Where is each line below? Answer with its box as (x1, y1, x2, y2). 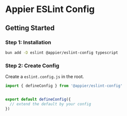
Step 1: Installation (5, 39, 51, 46)
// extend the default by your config (10, 101, 92, 106)
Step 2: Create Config (5, 62, 59, 69)
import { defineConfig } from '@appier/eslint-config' (5, 83, 123, 89)
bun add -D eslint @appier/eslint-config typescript (5, 50, 118, 55)
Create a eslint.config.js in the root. (5, 74, 84, 80)
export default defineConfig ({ (5, 97, 71, 102)
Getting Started (5, 24, 55, 32)
